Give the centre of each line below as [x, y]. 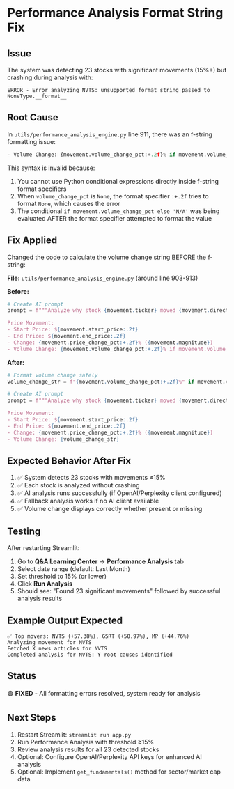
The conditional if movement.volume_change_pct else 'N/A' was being [118, 211]
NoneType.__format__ [37, 96]
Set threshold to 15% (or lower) [62, 577]
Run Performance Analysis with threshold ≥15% [86, 742]
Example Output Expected [65, 620]
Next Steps [32, 718]
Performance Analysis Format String [115, 13]
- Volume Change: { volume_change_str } [63, 439]
